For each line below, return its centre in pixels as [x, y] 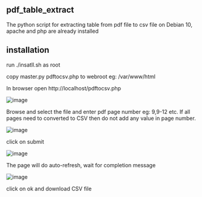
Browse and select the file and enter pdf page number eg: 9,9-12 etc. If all [98, 112]
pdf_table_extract [40, 10]
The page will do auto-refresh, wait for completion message [81, 165]
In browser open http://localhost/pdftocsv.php [64, 88]
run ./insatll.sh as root [33, 65]
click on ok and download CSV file [49, 189]
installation [28, 50]
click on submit [25, 141]
